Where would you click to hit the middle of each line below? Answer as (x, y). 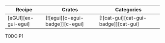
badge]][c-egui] (65, 24)
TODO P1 (14, 36)
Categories (128, 10)
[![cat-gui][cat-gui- (123, 18)
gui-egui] (19, 24)
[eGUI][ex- (21, 18)
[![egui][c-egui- (65, 18)
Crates (70, 10)
